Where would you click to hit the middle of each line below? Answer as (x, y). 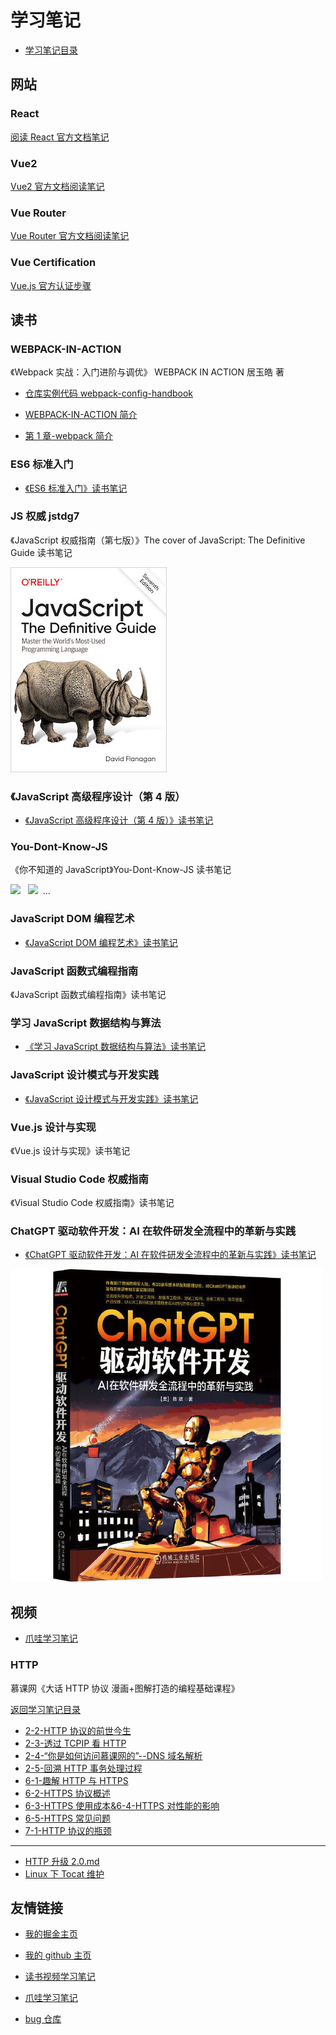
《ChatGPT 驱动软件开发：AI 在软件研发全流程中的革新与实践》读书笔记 (170, 1255)
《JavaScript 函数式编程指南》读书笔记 (88, 994)
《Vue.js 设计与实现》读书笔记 (70, 1150)
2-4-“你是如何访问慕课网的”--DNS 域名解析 (113, 1755)
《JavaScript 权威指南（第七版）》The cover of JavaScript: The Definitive (158, 540)
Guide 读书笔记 (41, 552)
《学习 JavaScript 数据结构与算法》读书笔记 (115, 1047)
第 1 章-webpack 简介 (68, 436)
